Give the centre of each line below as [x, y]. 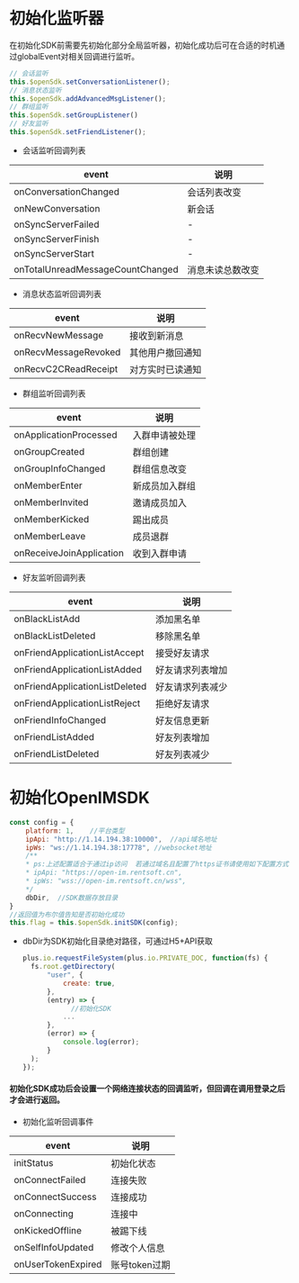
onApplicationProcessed [66, 435]
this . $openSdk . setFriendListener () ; [78, 132]
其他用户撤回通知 [166, 352]
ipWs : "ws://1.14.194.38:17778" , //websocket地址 [119, 847]
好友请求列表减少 [192, 687]
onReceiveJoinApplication [69, 553]
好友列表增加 [183, 737]
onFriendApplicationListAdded [78, 669]
